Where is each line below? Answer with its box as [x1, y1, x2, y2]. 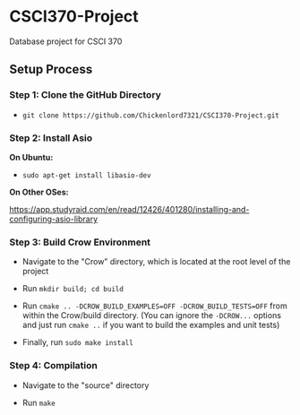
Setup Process [9, 62, 93, 77]
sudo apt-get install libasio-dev [21, 170, 151, 180]
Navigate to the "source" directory [21, 379, 150, 391]
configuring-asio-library [9, 213, 99, 224]
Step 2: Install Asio [9, 132, 93, 144]
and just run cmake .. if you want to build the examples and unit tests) [21, 320, 280, 331]
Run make [21, 397, 56, 408]
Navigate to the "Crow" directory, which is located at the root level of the [21, 256, 291, 267]
